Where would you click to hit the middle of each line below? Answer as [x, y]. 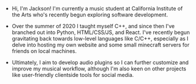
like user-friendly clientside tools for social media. [73, 75]
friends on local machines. [44, 51]
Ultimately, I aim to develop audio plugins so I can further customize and [100, 62]
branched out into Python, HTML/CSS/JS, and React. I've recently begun [101, 32]
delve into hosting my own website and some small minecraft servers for [101, 45]
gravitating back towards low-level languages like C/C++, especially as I [100, 38]
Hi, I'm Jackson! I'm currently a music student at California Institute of [97, 9]
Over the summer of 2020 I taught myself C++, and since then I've [93, 26]
